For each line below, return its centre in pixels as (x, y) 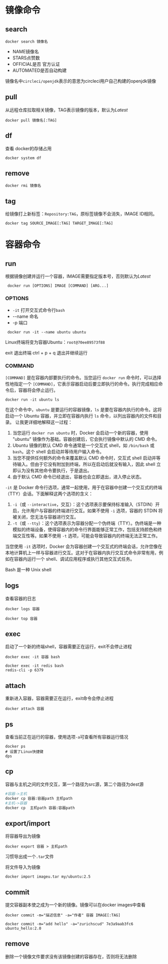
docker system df (23, 158)
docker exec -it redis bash (35, 666)
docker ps (16, 747)
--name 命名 (25, 316)
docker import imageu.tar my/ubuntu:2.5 (48, 877)
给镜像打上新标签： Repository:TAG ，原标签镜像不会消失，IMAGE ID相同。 (81, 214)
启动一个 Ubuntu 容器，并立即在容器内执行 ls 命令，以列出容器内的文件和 (81, 416)
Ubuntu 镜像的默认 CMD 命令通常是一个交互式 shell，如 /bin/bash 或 (83, 445)
